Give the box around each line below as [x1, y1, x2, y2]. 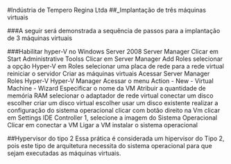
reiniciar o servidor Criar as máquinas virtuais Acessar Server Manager [7, 69, 210, 78]
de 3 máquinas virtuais [7, 34, 73, 42]
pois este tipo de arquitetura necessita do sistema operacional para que [7, 142, 213, 149]
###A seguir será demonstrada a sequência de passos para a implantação [7, 27, 221, 35]
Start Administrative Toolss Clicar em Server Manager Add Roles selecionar [7, 55, 223, 63]
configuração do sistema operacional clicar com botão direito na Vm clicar [7, 107, 221, 114]
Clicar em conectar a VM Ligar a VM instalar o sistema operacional [7, 121, 198, 129]
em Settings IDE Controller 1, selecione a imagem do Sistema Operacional [7, 113, 217, 122]
